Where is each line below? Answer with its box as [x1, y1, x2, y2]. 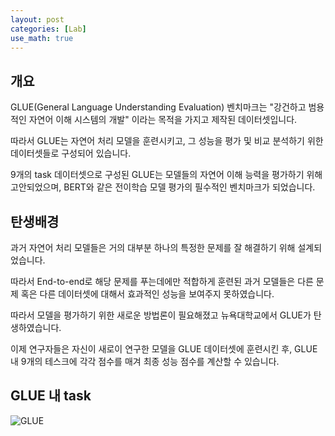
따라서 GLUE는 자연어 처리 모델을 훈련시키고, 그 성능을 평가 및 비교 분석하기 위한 [10, 135, 324, 147]
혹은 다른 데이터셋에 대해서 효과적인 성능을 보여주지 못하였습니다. [20, 288, 275, 300]
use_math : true [10, 33, 74, 43]
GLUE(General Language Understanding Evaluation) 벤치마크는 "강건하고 [10, 101, 307, 113]
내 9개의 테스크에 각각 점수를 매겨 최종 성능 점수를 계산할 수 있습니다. [10, 356, 280, 367]
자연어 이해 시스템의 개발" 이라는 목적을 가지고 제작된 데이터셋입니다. [28, 114, 298, 126]
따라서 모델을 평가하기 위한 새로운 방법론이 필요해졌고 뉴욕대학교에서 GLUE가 [10, 309, 312, 321]
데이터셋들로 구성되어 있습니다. [10, 147, 132, 160]
